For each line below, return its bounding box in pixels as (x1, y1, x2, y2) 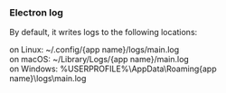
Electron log (9, 6, 63, 19)
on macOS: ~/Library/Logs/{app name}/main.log (9, 54, 190, 65)
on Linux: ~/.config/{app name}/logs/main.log (9, 44, 180, 55)
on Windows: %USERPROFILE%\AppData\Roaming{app (9, 63, 217, 74)
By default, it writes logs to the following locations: (9, 27, 198, 38)
